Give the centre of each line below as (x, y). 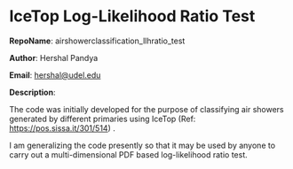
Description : (32, 92)
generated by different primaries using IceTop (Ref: (103, 119)
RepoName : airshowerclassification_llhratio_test (97, 41)
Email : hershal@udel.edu (55, 75)
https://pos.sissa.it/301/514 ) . (62, 128)
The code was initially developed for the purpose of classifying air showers (146, 109)
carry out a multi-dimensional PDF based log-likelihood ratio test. (129, 154)
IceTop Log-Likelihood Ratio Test (132, 16)
